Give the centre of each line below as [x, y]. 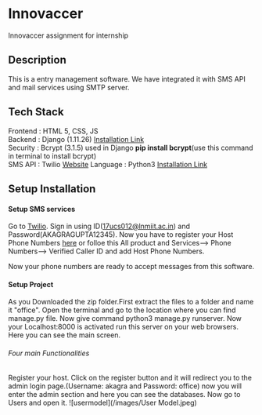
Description [37, 60]
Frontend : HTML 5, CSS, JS [53, 131]
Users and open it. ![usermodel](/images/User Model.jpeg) [102, 402]
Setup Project [31, 284]
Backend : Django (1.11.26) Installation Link [76, 139]
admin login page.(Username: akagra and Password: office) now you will [125, 386]
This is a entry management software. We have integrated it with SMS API [127, 78]
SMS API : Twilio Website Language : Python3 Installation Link [108, 164]
